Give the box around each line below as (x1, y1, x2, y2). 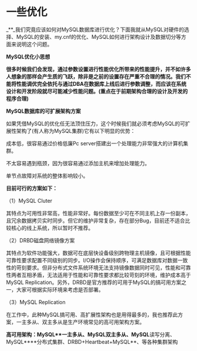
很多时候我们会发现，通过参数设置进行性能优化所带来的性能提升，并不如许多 (6, 65, 191, 72)
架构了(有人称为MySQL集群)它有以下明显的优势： (16, 127, 136, 134)
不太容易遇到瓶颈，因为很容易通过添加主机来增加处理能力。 (6, 159, 150, 166)
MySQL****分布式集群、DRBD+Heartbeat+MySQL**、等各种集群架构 (6, 338, 178, 345)
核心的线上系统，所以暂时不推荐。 (11, 224, 94, 231)
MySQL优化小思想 (6, 53, 50, 60)
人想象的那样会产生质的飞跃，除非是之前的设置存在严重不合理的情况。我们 (6, 73, 186, 80)
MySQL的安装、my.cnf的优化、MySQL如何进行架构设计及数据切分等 (16, 33, 182, 40)
